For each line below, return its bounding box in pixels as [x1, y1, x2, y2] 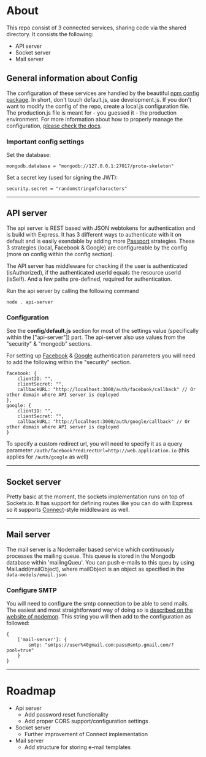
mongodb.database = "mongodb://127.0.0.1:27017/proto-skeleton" [6, 163, 174, 169]
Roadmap [6, 684, 56, 698]
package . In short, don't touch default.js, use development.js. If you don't [6, 96, 192, 103]
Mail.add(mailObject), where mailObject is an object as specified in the [6, 565, 185, 573]
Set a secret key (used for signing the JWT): [6, 174, 118, 181]
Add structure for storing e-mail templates [24, 744, 131, 751]
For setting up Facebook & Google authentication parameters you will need [6, 352, 196, 359]
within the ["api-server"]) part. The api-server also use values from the [6, 333, 186, 341]
